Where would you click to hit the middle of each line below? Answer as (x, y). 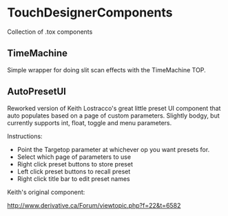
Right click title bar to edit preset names (74, 179)
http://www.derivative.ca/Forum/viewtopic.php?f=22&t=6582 (94, 205)
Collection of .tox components (50, 32)
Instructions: (25, 136)
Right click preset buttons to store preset (75, 164)
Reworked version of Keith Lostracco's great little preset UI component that (114, 108)
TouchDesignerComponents (90, 13)
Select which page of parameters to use (74, 157)
